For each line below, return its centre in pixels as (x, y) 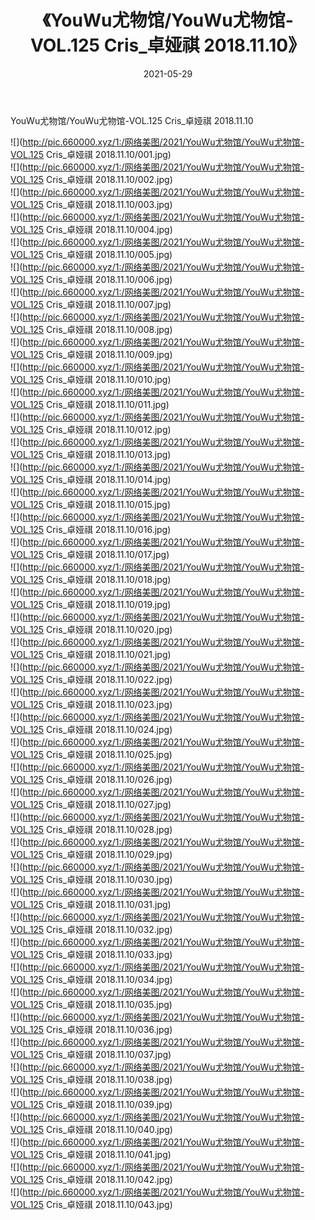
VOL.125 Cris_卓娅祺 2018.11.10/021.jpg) (91, 654)
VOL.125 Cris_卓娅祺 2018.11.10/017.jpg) (90, 554)
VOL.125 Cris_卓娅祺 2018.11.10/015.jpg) (91, 504)
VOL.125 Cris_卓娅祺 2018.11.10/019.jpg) (91, 604)
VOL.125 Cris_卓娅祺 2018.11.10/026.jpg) (91, 779)
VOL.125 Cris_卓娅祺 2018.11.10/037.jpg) (91, 1054)
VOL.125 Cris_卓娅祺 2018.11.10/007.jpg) (91, 304)
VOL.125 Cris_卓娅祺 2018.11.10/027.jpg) (91, 804)
